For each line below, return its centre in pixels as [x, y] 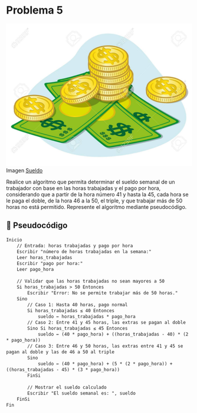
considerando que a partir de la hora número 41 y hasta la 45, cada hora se [97, 194]
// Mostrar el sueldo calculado [67, 387]
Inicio [14, 240]
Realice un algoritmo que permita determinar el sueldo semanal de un [91, 182]
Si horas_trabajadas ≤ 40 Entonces [71, 310]
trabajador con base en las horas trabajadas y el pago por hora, [83, 188]
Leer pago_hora [35, 269]
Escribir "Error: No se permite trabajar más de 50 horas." [103, 293]
